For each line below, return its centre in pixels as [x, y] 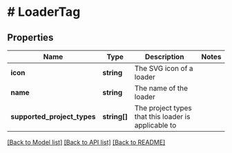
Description [164, 57]
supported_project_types [53, 116]
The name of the [161, 88]
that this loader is [162, 116]
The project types [163, 108]
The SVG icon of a [164, 68]
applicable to [155, 125]
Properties [30, 38]
